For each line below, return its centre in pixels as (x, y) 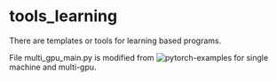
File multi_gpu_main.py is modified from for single (139, 57)
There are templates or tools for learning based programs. (115, 40)
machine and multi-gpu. (53, 67)
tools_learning (63, 16)
